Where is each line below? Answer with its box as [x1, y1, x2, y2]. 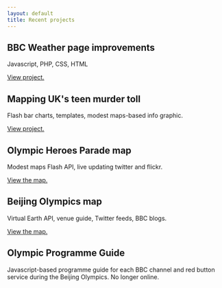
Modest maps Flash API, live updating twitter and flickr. [7, 163, 163, 171]
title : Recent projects [7, 16, 75, 23]
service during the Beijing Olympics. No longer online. [7, 272, 160, 281]
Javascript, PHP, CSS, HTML [7, 60, 88, 69]
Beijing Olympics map [7, 196, 103, 208]
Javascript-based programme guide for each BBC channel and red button [7, 265, 216, 274]
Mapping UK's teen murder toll [7, 93, 141, 105]
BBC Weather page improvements [7, 42, 156, 53]
